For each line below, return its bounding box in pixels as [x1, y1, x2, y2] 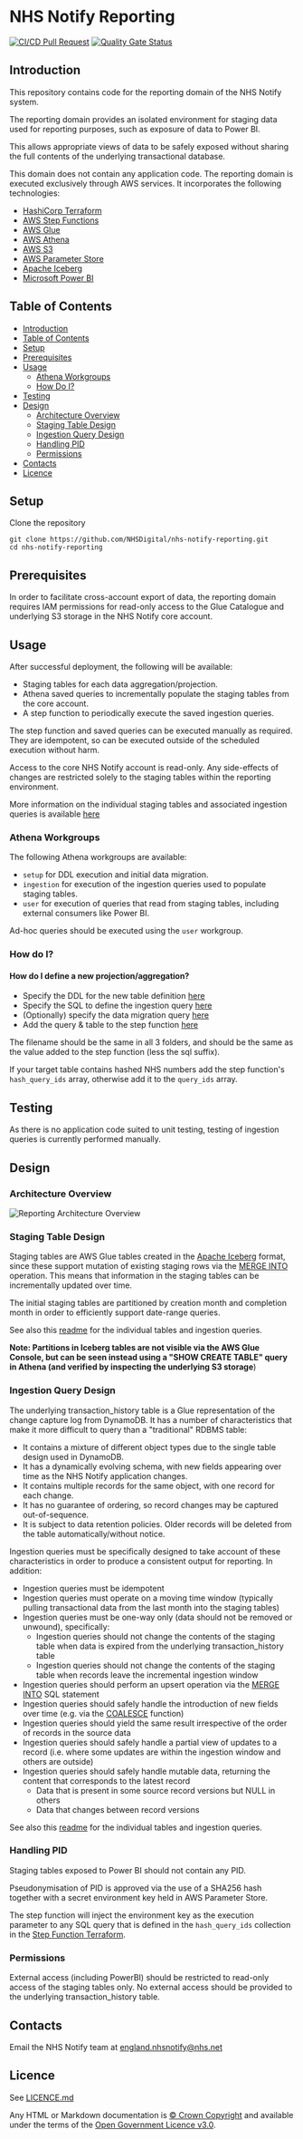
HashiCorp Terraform [22, 205, 102, 216]
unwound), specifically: [22, 1621, 110, 1632]
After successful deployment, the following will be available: [9, 662, 233, 672]
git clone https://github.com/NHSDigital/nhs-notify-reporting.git [9, 535, 270, 545]
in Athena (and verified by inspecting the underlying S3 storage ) [9, 1361, 257, 1372]
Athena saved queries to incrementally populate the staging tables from [22, 689, 289, 699]
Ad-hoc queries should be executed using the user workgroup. [9, 925, 243, 936]
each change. [22, 1489, 74, 1501]
